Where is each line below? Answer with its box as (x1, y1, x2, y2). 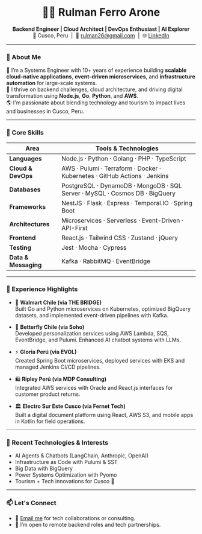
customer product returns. (14, 390, 81, 398)
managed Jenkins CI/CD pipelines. (14, 363, 101, 370)
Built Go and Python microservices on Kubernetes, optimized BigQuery (14, 305, 191, 313)
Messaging (9, 261, 42, 269)
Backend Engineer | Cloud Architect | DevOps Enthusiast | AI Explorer (12, 25, 190, 33)
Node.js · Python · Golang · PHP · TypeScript (61, 154, 186, 162)
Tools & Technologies (96, 144, 159, 153)
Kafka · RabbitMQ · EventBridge (61, 256, 151, 265)
